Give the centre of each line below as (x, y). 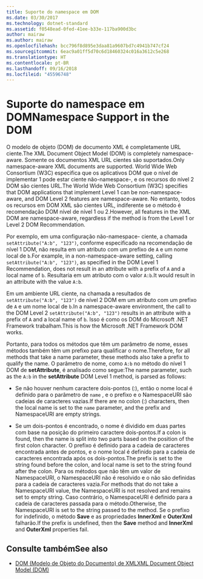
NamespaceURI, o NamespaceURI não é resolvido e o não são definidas (105, 478)
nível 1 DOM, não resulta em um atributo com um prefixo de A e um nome (97, 250)
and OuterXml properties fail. (52, 530)
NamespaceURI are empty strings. (58, 414)
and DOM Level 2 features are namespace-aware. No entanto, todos (110, 199)
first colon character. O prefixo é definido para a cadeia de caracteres (102, 446)
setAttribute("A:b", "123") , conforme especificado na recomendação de (99, 243)
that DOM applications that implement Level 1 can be (72, 192)
